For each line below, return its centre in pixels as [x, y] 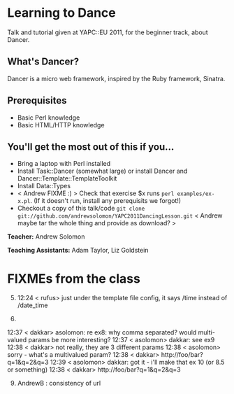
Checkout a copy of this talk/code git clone [81, 209]
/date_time [32, 305]
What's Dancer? [43, 62]
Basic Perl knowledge [49, 118]
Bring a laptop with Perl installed [64, 164]
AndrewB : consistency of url [59, 384]
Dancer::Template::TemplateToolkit [67, 178]
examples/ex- [196, 194]
